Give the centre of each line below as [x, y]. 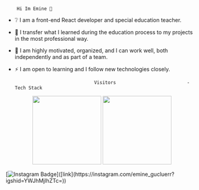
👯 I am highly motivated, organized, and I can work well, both [91, 51]
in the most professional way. [52, 39]
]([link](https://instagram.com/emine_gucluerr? [115, 174]
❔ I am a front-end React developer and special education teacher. [98, 20]
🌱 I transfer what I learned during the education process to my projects [103, 32]
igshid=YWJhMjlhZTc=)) [36, 181]
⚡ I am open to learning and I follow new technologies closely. [92, 69]
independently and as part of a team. [61, 57]
